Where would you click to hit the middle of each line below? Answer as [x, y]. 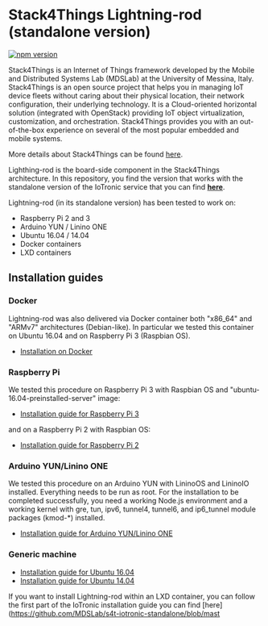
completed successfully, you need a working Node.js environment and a [128, 501]
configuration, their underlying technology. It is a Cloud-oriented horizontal [133, 104]
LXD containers [45, 252]
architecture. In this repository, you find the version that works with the [126, 178]
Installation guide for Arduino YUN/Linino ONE [96, 533]
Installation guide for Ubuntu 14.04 [77, 580]
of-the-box [27, 130]
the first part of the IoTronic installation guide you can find [105, 605]
